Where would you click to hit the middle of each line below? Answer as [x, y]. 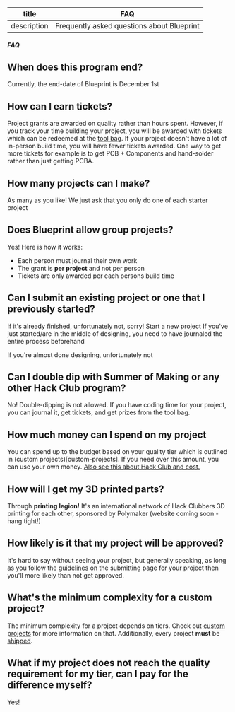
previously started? [51, 309]
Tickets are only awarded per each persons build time [96, 276]
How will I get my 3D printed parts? [86, 489]
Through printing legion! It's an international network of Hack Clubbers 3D [116, 506]
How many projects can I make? [79, 183]
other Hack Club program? [67, 388]
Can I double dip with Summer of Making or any [114, 377]
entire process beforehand [46, 341]
